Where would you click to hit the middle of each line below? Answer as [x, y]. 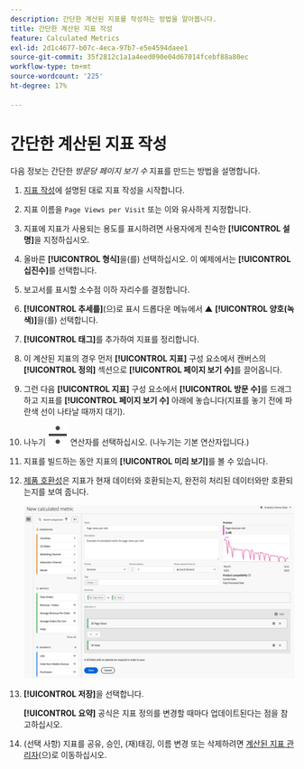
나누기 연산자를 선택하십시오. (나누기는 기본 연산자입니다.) [136, 442]
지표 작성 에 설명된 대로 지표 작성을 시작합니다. [104, 190]
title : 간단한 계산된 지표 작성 [61, 28]
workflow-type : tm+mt [51, 67]
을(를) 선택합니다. [67, 320]
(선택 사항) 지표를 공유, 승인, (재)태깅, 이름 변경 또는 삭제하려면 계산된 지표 [154, 744]
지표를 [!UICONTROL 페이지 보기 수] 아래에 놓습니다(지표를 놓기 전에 [161, 400]
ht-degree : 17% [39, 86]
